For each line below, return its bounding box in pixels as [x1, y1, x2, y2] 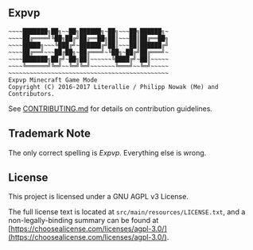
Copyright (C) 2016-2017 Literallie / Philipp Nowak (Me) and [8, 83, 219, 90]
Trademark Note [8, 127, 91, 140]
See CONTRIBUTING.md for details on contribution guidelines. [8, 103, 213, 113]
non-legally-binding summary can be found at [8, 216, 159, 225]
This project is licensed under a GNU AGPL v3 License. [8, 192, 189, 202]
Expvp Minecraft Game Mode [8, 75, 98, 84]
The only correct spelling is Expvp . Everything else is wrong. [8, 148, 207, 157]
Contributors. [8, 90, 56, 98]
